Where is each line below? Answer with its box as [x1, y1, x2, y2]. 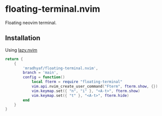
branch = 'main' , [23, 70, 58, 75]
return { [5, 57, 23, 61]
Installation [5, 34, 40, 42]
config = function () [23, 75, 65, 80]
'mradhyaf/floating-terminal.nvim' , [23, 65, 98, 71]
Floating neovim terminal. [5, 20, 57, 26]
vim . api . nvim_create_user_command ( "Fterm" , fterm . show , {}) [31, 84, 158, 89]
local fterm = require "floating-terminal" [31, 80, 122, 85]
